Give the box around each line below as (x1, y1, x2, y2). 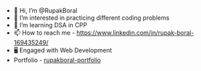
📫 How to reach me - (13, 29, 75, 37)
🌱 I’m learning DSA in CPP (13, 21, 88, 29)
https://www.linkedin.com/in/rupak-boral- (76, 29, 194, 37)
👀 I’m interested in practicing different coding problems (13, 14, 170, 22)
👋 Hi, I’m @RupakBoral (13, 7, 78, 14)
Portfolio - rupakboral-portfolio (13, 56, 102, 64)
